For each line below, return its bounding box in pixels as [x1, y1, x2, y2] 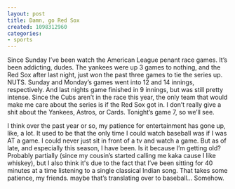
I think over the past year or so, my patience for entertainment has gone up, [7, 122, 226, 130]
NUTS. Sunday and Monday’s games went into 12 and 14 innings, [7, 78, 195, 86]
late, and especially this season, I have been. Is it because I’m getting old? [7, 144, 221, 152]
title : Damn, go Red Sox [7, 17, 80, 24]
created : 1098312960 [7, 23, 68, 30]
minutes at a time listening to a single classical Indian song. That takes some [7, 167, 228, 175]
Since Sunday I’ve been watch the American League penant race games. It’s [7, 56, 228, 64]
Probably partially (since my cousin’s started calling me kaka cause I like [7, 152, 216, 160]
